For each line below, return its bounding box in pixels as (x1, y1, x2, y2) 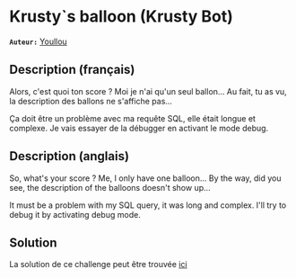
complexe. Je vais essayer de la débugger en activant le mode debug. (9, 122, 269, 133)
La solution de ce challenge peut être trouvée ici (9, 259, 187, 270)
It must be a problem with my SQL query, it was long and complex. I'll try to (9, 200, 287, 211)
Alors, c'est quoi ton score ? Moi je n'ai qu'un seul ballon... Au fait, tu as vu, (9, 85, 287, 96)
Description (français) (9, 62, 135, 77)
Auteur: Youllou (9, 36, 67, 47)
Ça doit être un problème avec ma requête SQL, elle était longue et (9, 112, 256, 123)
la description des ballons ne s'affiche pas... (9, 95, 173, 106)
